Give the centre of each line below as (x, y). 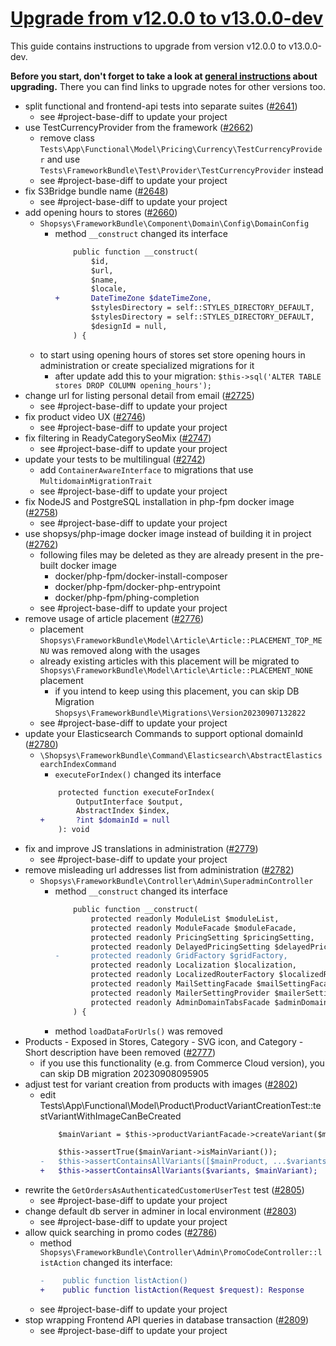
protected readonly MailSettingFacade (171, 984)
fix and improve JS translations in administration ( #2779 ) (141, 849)
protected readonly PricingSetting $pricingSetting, (202, 937)
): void (74, 830)
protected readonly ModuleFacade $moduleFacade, (193, 928)
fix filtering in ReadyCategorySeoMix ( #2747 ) (118, 438)
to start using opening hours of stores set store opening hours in (172, 354)
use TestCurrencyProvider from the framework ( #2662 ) (139, 127)
